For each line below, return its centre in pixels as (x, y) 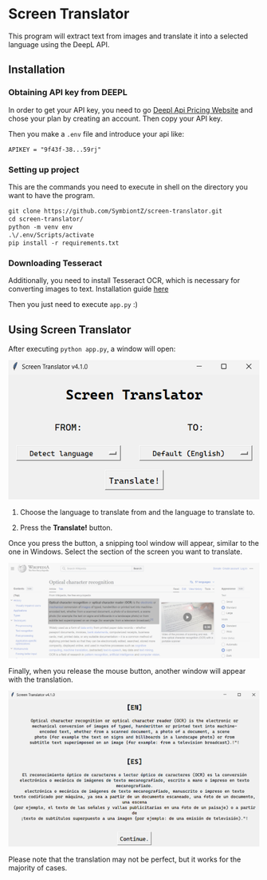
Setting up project (44, 169)
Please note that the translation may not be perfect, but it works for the (125, 859)
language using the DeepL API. (59, 44)
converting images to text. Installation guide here (88, 289)
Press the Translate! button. (66, 528)
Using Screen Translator (70, 330)
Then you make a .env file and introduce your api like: (96, 133)
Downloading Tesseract (55, 263)
